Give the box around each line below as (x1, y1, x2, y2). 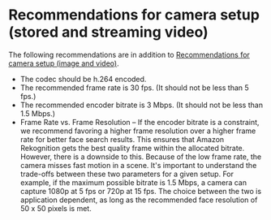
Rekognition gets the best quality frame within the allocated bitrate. (19, 143, 245, 153)
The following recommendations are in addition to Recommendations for (8, 50, 250, 59)
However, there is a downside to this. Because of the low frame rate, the (19, 152, 262, 162)
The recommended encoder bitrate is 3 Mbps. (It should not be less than (19, 100, 264, 110)
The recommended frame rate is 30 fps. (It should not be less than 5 (19, 83, 249, 93)
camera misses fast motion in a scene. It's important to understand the (19, 160, 257, 170)
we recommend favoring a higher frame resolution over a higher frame (19, 126, 256, 136)
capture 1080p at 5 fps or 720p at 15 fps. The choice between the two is (19, 186, 262, 196)
